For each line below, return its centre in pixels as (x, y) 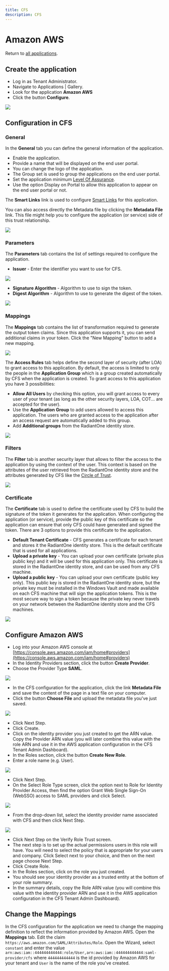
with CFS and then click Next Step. (49, 820)
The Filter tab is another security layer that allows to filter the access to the (83, 459)
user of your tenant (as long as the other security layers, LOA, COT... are (88, 399)
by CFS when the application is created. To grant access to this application (83, 378)
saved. (19, 703)
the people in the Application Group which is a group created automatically (84, 373)
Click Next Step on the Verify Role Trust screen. (62, 839)
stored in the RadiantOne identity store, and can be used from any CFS (86, 567)
